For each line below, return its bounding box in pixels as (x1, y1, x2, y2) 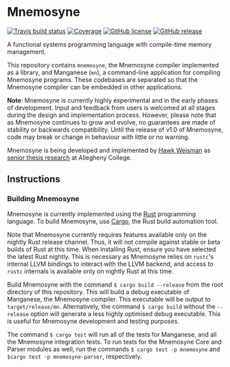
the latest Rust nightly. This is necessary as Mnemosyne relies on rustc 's (7, 252, 214, 260)
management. (7, 48, 47, 56)
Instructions (7, 174, 60, 185)
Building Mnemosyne (7, 194, 80, 204)
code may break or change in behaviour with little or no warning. (7, 132, 190, 141)
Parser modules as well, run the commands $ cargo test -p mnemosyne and (7, 345, 220, 353)
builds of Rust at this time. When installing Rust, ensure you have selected (7, 245, 216, 253)
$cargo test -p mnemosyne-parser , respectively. (7, 352, 142, 360)
